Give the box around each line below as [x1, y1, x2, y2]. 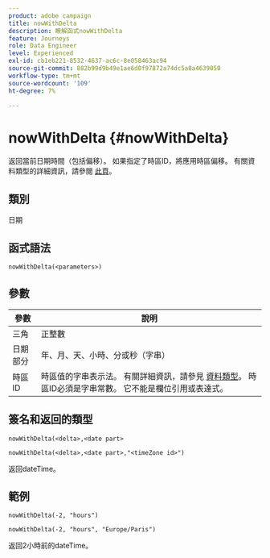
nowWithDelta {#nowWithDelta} [8, 128, 229, 147]
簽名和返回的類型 [8, 413, 93, 427]
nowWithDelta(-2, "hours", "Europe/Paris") [8, 526, 157, 534]
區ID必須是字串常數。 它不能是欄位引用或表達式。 [40, 382, 229, 394]
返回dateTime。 [8, 464, 60, 473]
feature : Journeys [8, 34, 70, 43]
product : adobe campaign [8, 11, 92, 20]
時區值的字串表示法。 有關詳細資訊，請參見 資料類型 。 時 [40, 370, 257, 381]
